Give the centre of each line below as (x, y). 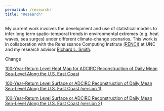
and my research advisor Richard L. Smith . (48, 49)
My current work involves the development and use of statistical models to (81, 28)
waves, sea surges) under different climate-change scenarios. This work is (81, 39)
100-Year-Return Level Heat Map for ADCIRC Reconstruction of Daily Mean (82, 68)
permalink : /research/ (28, 10)
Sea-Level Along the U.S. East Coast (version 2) (54, 103)
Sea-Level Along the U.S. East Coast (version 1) (53, 88)
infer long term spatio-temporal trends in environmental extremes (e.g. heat (82, 34)
